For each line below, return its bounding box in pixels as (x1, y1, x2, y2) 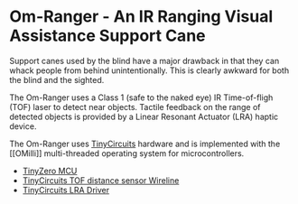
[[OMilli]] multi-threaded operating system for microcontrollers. (9, 147, 245, 159)
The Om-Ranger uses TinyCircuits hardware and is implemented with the (9, 138, 281, 149)
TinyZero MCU (22, 165, 78, 176)
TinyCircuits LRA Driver (22, 184, 110, 195)
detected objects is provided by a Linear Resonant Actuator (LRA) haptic (9, 111, 279, 122)
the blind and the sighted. (9, 74, 105, 85)
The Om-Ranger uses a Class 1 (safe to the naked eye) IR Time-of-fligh (9, 92, 274, 103)
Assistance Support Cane (9, 25, 206, 46)
